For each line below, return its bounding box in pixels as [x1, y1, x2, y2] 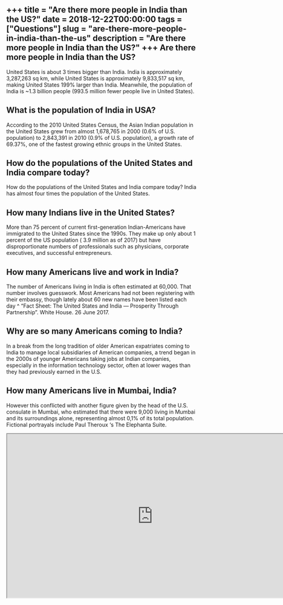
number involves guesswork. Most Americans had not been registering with [6, 289, 195, 297]
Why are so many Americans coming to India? [6, 326, 183, 337]
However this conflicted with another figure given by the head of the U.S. [6, 402, 189, 409]
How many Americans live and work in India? [6, 266, 179, 277]
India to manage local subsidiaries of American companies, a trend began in [6, 348, 196, 356]
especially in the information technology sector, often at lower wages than [6, 362, 191, 369]
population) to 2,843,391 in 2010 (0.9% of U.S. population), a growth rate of [6, 134, 195, 141]
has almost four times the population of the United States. [6, 190, 150, 197]
